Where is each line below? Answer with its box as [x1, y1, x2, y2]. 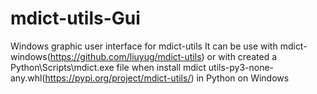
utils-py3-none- [208, 61, 275, 73]
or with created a [206, 50, 278, 62]
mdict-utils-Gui [10, 7, 141, 30]
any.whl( [10, 72, 46, 84]
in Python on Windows [196, 72, 290, 84]
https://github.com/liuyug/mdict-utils [49, 50, 202, 62]
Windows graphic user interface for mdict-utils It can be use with [10, 40, 278, 52]
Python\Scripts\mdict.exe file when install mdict [10, 61, 207, 73]
